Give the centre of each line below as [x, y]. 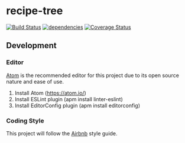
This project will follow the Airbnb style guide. [62, 133]
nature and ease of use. [35, 81]
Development [32, 46]
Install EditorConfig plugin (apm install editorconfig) [77, 105]
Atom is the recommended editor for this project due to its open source [92, 75]
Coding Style [25, 121]
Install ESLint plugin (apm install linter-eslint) [69, 99]
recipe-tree [35, 11]
